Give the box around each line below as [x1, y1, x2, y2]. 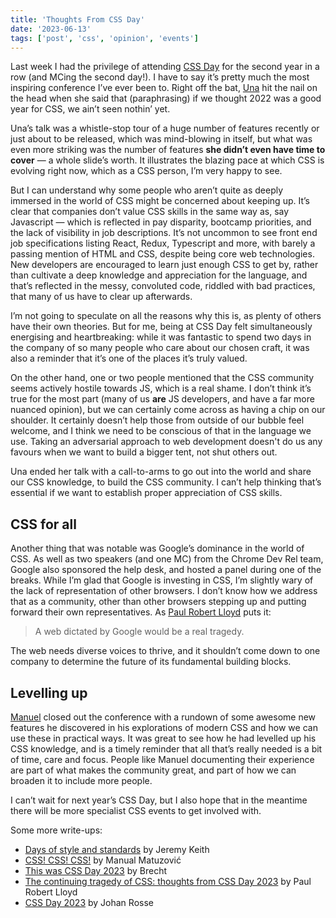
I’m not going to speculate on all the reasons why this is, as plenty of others [10, 310, 322, 322]
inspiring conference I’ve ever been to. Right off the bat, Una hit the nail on [10, 82, 318, 94]
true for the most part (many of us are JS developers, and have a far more [10, 393, 315, 405]
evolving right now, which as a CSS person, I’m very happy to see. [10, 165, 283, 177]
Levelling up [10, 684, 88, 701]
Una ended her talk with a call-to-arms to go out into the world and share [10, 466, 312, 478]
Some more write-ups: [10, 824, 103, 836]
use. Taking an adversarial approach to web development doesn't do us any [10, 436, 323, 448]
